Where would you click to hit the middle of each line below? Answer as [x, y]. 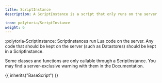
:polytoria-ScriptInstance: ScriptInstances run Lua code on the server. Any [79, 41]
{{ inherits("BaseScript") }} [32, 75]
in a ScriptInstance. [24, 51]
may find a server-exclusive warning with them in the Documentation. [74, 66]
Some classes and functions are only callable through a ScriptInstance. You [81, 61]
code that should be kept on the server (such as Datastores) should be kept [81, 46]
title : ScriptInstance [28, 9]
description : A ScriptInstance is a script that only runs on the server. [82, 14]
